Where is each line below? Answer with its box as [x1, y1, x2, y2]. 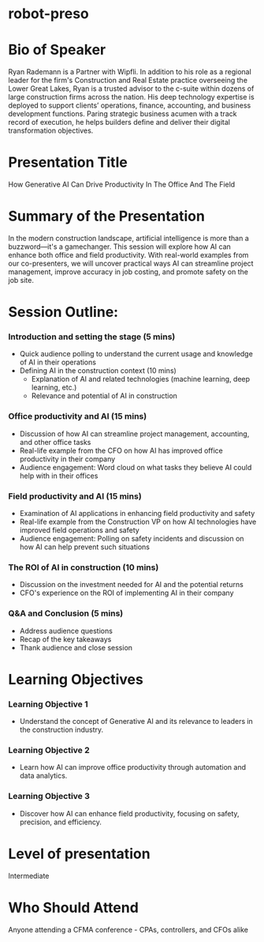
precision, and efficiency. [19, 817, 102, 827]
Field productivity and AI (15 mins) [8, 491, 142, 502]
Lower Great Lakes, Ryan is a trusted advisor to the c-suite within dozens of [8, 84, 255, 93]
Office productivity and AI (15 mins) [8, 411, 147, 422]
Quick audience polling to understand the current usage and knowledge [19, 349, 254, 359]
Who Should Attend [8, 899, 139, 917]
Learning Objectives [8, 670, 143, 688]
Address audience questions [19, 626, 113, 635]
